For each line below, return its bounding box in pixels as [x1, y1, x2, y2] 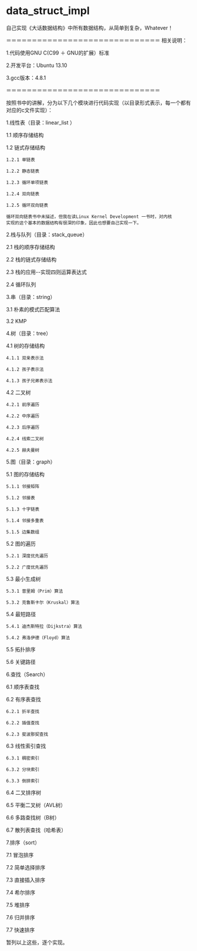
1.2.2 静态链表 [6, 168, 40, 174]
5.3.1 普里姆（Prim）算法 [6, 588, 63, 594]
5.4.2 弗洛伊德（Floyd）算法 [6, 634, 70, 641]
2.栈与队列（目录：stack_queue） [6, 231, 88, 238]
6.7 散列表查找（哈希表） [6, 826, 66, 834]
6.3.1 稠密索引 [6, 755, 40, 761]
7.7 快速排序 [6, 926, 35, 933]
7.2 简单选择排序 [6, 863, 46, 871]
